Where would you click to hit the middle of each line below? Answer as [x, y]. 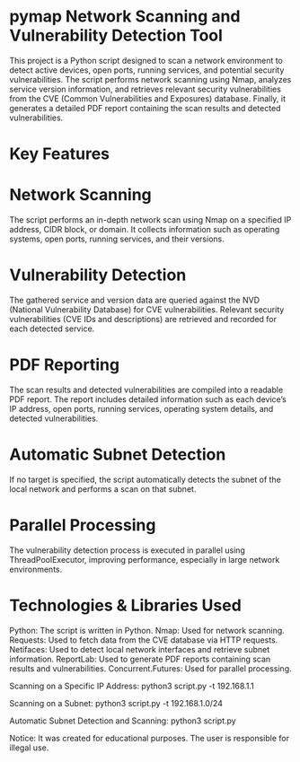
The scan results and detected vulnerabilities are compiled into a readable [146, 390]
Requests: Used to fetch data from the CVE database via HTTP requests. [144, 640]
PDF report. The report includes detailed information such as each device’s [148, 399]
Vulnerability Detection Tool [116, 35]
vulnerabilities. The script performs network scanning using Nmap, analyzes [150, 79]
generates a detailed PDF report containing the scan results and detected [145, 108]
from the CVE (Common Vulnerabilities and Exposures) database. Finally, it [147, 98]
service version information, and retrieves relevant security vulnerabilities [145, 89]
